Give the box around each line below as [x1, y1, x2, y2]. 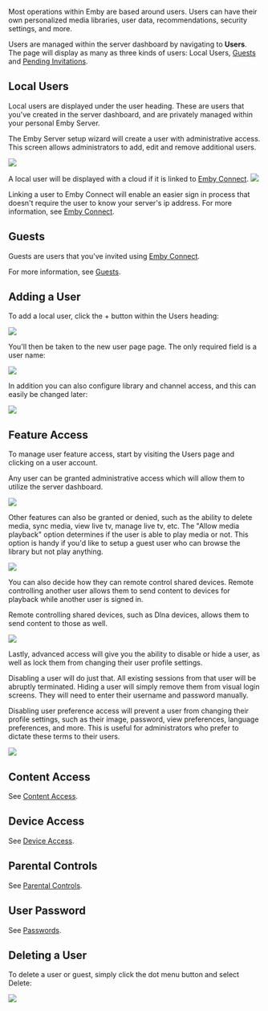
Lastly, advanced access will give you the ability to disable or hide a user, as [8, 649, 261, 659]
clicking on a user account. [8, 458, 98, 468]
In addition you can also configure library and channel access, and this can [8, 381, 257, 391]
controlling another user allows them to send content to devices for [8, 586, 230, 596]
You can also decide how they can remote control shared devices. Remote [8, 578, 254, 587]
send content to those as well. [8, 619, 108, 628]
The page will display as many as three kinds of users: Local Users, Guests [8, 48, 257, 57]
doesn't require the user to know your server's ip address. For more [8, 198, 233, 207]
